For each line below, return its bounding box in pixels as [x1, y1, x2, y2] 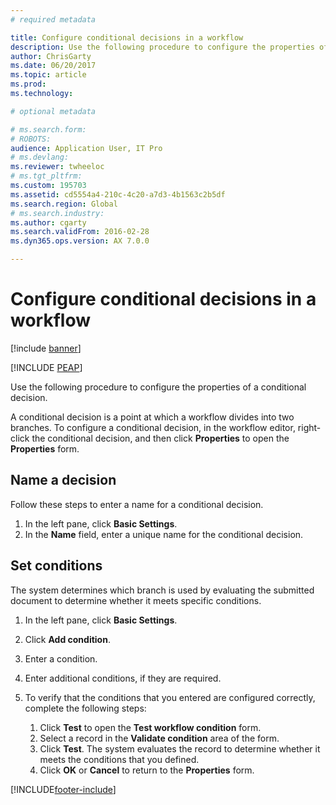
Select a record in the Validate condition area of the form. [39, 732, 280, 744]
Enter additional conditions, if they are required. [24, 672, 222, 684]
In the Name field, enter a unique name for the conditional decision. [24, 528, 304, 540]
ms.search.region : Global [10, 199, 118, 209]
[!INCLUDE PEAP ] [10, 361, 83, 373]
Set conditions [10, 557, 103, 575]
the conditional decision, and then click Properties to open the [31, 432, 290, 444]
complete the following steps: [24, 702, 147, 714]
